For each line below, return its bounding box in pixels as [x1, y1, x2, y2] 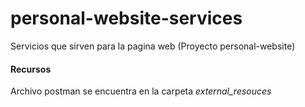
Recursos [10, 63, 52, 75]
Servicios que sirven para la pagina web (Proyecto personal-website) [10, 40, 296, 52]
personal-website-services [10, 7, 243, 30]
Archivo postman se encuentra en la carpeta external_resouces [10, 85, 272, 97]
